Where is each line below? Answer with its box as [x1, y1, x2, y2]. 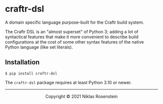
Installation [5, 58, 40, 66]
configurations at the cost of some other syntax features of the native [5, 39, 144, 45]
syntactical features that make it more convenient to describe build [5, 34, 139, 40]
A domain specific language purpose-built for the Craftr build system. [5, 19, 144, 25]
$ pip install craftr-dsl [5, 71, 57, 76]
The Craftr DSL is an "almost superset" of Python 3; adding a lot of [5, 29, 139, 34]
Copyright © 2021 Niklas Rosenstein [45, 93, 118, 99]
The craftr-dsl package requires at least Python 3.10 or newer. [5, 79, 132, 85]
